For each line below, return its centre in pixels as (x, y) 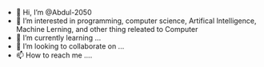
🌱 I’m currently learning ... (58, 37)
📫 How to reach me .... (54, 55)
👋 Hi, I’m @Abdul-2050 (54, 12)
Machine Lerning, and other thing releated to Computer (107, 29)
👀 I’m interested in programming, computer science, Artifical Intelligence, (136, 21)
